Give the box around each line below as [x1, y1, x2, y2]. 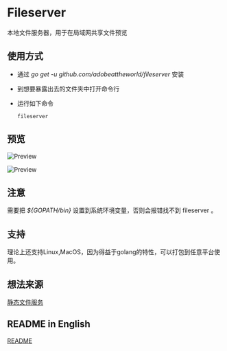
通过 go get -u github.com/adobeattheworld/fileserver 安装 [16, 70, 184, 78]
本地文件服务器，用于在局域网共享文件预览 [7, 28, 128, 36]
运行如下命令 [16, 99, 53, 107]
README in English [7, 318, 91, 330]
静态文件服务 [7, 298, 43, 306]
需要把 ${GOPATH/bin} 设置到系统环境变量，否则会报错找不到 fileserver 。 [7, 206, 217, 214]
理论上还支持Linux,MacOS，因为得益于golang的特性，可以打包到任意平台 [7, 248, 215, 256]
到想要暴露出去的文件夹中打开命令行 [16, 84, 120, 93]
